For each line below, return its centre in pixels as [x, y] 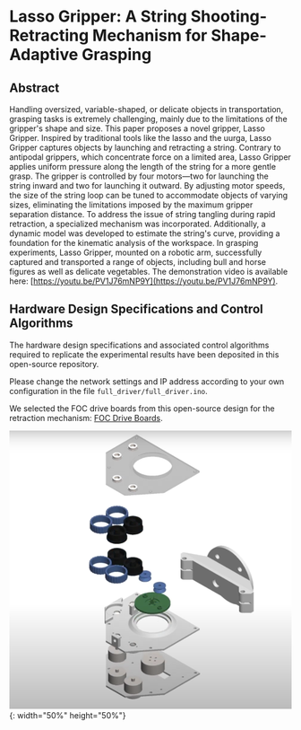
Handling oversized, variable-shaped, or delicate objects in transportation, [146, 109]
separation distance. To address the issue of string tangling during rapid [142, 214]
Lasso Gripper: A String [99, 17]
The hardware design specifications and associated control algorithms [139, 345]
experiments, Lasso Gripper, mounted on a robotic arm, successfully [136, 252]
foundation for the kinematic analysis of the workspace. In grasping [134, 243]
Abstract [34, 88]
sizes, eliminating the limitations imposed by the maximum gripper [131, 205]
